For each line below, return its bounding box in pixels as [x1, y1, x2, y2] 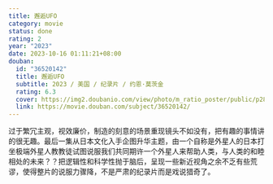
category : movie [8, 20, 63, 28]
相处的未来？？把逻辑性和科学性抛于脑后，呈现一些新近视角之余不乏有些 [8, 156, 250, 167]
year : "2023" [8, 42, 53, 50]
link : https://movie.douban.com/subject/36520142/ [15, 103, 191, 111]
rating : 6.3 [15, 87, 57, 96]
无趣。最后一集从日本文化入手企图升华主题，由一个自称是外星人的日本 [22, 136, 258, 147]
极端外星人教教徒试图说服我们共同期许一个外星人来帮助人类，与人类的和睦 [15, 147, 265, 156]
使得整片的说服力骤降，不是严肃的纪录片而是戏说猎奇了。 [22, 167, 215, 177]
